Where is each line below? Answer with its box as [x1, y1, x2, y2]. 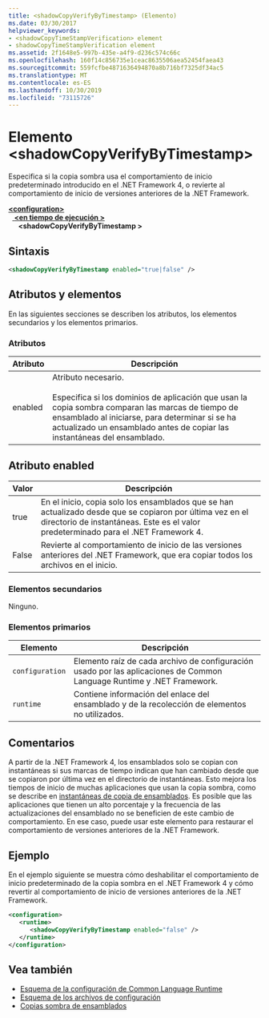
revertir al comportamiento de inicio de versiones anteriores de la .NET [8, 887, 242, 897]
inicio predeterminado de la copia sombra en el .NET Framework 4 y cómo [8, 879, 254, 888]
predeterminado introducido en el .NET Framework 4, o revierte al [8, 180, 226, 190]
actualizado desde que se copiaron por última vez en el [40, 506, 249, 517]
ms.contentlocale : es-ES [8, 78, 91, 87]
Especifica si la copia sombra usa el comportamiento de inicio [8, 171, 213, 181]
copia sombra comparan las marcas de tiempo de [51, 401, 239, 412]
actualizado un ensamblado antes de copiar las [51, 421, 230, 433]
